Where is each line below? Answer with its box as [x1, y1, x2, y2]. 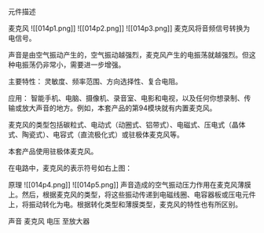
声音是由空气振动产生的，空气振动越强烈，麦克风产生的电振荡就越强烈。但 [8, 50, 249, 59]
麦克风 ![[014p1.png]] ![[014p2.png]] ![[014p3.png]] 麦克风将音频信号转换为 [8, 24, 251, 33]
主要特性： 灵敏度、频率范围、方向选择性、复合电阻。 [8, 77, 182, 86]
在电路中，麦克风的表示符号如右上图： [8, 164, 132, 172]
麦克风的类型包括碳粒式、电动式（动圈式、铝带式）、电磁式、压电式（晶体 [8, 120, 246, 129]
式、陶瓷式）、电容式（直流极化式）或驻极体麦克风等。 [8, 130, 184, 139]
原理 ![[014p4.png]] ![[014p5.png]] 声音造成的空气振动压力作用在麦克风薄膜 [8, 180, 251, 189]
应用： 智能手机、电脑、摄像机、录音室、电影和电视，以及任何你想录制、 [8, 94, 244, 102]
